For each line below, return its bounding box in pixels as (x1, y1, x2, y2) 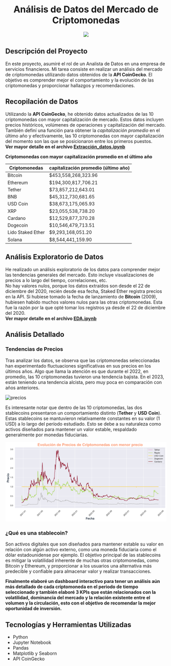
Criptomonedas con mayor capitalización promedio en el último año (5, 153, 153, 159)
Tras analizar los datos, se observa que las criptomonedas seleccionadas (5, 357, 160, 364)
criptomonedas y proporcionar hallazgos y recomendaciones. (5, 82, 135, 88)
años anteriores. (5, 385, 40, 391)
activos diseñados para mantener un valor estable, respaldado (5, 426, 137, 432)
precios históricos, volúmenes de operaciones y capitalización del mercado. (5, 122, 166, 128)
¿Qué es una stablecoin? (5, 530, 68, 537)
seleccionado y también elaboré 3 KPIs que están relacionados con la (5, 589, 156, 595)
